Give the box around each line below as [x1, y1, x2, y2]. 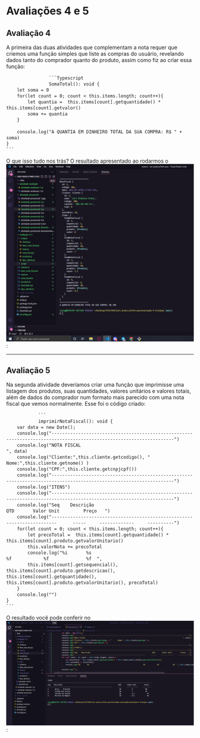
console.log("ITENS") [17, 484, 70, 491]
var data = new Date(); [17, 424, 76, 431]
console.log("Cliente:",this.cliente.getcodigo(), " [17, 454, 151, 461]
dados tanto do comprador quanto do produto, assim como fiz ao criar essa [6, 57, 192, 63]
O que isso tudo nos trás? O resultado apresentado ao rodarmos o [6, 157, 168, 164]
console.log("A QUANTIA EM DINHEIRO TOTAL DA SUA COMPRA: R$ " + [17, 129, 183, 135]
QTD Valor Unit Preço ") [6, 508, 111, 515]
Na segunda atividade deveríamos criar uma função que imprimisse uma [6, 381, 185, 388]
